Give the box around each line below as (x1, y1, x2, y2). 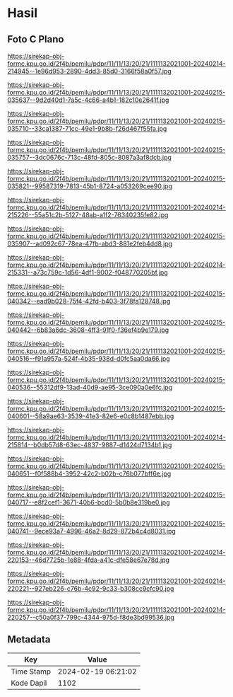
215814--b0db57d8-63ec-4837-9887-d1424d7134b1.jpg (7, 441, 172, 449)
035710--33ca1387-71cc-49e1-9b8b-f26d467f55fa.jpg (7, 125, 167, 132)
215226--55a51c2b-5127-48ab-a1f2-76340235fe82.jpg (7, 211, 169, 219)
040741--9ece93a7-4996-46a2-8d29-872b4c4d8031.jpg (7, 527, 177, 535)
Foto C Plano (7, 33, 64, 45)
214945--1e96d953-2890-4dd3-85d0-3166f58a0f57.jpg (7, 67, 172, 75)
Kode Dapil (11, 678, 47, 688)
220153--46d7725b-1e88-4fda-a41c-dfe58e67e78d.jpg (7, 555, 170, 564)
